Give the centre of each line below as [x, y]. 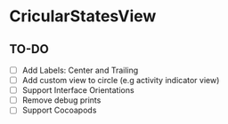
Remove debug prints [61, 100]
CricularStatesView [83, 16]
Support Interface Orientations [78, 90]
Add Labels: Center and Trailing [80, 70]
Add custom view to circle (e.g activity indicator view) [121, 81]
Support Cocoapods [59, 110]
